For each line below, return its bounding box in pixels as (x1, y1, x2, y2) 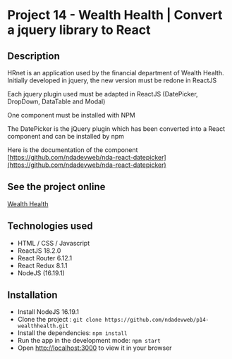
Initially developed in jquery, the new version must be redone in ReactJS (7, 76, 217, 84)
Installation (7, 289, 58, 301)
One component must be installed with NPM (7, 111, 135, 119)
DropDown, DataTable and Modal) (7, 97, 106, 106)
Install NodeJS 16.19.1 (17, 308, 80, 316)
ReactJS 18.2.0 (17, 246, 61, 255)
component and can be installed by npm (7, 132, 125, 140)
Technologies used (7, 220, 93, 232)
